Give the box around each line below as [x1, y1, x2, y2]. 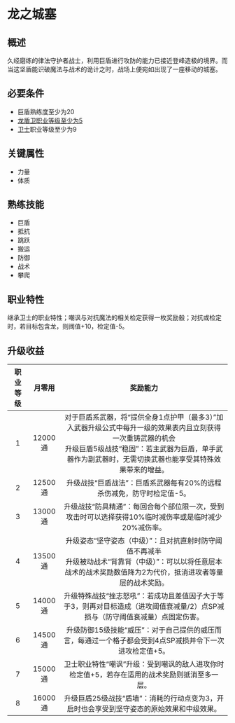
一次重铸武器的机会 [112, 434, 176, 443]
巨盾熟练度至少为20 [17, 107, 75, 116]
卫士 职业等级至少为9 [17, 125, 77, 133]
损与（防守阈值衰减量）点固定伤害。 [84, 612, 204, 622]
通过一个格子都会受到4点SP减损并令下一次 [85, 635, 225, 645]
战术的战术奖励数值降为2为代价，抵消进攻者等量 [64, 567, 224, 577]
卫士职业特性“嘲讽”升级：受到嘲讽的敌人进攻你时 [64, 659, 225, 669]
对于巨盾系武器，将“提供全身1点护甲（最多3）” [64, 413, 217, 422]
